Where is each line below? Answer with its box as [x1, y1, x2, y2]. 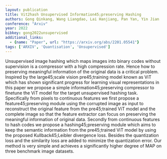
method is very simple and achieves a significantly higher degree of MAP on [5, 143, 162, 149]
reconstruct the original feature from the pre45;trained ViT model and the [5, 106, 156, 112]
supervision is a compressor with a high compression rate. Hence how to [5, 63, 156, 69]
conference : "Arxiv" [5, 21, 48, 26]
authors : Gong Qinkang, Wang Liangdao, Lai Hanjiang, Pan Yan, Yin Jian [5, 16, 160, 21]
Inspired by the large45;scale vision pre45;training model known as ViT [5, 74, 152, 80]
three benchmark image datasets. [5, 148, 75, 154]
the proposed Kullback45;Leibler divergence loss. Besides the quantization [5, 132, 159, 138]
